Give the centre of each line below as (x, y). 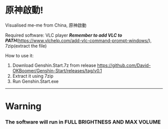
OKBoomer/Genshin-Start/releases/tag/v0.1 (57, 70)
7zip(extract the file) (26, 46)
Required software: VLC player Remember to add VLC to (64, 35)
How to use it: (19, 55)
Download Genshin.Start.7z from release (54, 65)
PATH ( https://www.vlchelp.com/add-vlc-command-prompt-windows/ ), (78, 40)
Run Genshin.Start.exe (35, 81)
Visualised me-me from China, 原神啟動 (46, 25)
